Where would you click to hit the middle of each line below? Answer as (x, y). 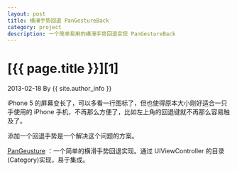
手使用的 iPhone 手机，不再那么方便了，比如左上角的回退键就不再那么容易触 (119, 112)
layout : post (27, 14)
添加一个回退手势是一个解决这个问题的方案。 (73, 136)
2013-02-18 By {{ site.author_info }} (60, 89)
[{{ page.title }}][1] (63, 69)
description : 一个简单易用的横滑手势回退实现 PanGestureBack (92, 34)
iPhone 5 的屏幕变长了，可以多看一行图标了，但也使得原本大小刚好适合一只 (117, 103)
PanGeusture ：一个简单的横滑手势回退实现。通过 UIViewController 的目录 (116, 151)
